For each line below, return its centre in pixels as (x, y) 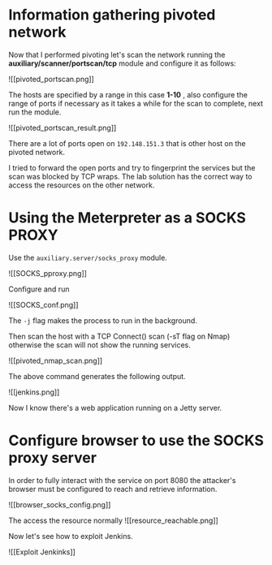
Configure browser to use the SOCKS (136, 441)
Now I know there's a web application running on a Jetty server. (115, 408)
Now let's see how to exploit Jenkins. (71, 536)
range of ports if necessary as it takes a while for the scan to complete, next (136, 103)
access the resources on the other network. (82, 185)
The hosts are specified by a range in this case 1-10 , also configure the (128, 94)
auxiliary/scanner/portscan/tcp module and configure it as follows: (123, 63)
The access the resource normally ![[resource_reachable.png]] (114, 520)
